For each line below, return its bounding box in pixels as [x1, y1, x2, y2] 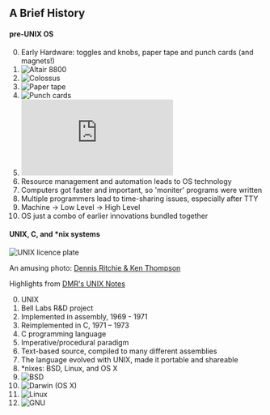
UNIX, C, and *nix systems [9, 229, 100, 239]
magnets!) [20, 56, 55, 66]
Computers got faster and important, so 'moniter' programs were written [20, 185, 263, 195]
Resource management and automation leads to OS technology [20, 176, 233, 186]
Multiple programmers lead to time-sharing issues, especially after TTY [20, 194, 259, 203]
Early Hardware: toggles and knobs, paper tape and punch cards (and [20, 47, 254, 57]
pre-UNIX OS [9, 28, 54, 39]
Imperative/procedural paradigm [20, 337, 129, 347]
